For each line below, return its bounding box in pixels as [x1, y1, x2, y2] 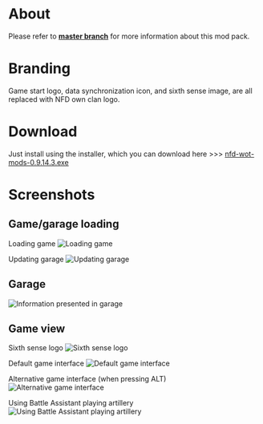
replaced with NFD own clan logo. [8, 94, 120, 104]
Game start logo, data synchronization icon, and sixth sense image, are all [8, 86, 253, 95]
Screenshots [8, 186, 95, 204]
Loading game [8, 238, 56, 248]
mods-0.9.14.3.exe [8, 157, 70, 167]
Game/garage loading [8, 217, 119, 231]
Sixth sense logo [8, 343, 64, 353]
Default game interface [8, 358, 85, 369]
